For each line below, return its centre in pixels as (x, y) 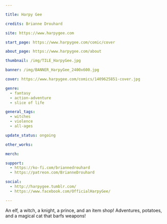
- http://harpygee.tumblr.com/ (43, 187)
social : (14, 182)
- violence (21, 121)
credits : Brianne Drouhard (34, 24)
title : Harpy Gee (24, 14)
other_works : (19, 144)
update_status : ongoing (31, 135)
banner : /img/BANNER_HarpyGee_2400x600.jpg (52, 70)
